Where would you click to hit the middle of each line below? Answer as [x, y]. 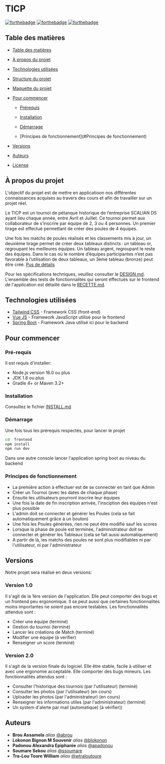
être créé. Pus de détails [30, 264]
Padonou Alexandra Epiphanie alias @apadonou [62, 745]
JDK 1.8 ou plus [28, 378]
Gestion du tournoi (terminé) [41, 627]
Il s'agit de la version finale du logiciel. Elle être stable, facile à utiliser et [79, 666]
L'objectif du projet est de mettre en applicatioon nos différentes [71, 192]
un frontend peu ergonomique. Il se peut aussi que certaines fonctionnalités [82, 601]
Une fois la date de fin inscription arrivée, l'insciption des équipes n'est [85, 503]
